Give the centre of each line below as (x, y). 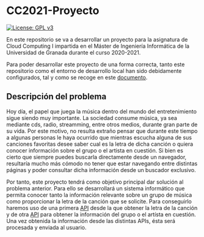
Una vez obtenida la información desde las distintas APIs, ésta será (91, 220)
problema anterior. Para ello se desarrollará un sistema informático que (96, 188)
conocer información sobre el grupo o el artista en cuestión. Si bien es (95, 150)
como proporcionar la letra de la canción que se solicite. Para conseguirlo (99, 201)
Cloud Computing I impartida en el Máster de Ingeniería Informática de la (98, 46)
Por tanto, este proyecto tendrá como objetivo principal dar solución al (95, 182)
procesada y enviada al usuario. (46, 227)
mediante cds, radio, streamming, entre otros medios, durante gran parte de (102, 124)
